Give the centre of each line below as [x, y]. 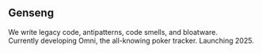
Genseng [31, 13]
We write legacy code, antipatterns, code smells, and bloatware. [113, 32]
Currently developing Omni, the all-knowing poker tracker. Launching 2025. [131, 40]
